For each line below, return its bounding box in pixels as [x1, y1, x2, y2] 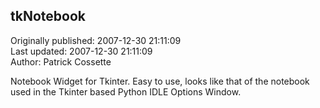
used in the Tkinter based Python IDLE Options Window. [10, 85, 242, 98]
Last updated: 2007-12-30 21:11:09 [10, 45, 153, 57]
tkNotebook [10, 8, 86, 25]
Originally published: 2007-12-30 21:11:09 [10, 34, 182, 46]
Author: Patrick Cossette [10, 55, 112, 68]
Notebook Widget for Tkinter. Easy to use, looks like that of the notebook [10, 75, 310, 87]
